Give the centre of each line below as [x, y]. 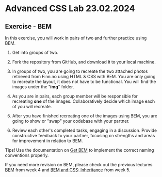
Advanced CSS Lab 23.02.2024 [70, 8]
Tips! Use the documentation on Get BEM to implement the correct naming [80, 150]
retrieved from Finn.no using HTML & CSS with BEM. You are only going [84, 76]
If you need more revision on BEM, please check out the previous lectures [79, 165]
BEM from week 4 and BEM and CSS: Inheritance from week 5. [68, 170]
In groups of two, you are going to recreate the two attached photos [80, 71]
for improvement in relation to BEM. [48, 141]
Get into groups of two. [35, 52]
